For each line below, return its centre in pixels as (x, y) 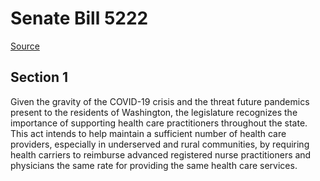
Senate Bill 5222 (79, 18)
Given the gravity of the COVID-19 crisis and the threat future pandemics (160, 101)
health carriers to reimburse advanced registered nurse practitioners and (161, 154)
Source (25, 46)
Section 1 (39, 77)
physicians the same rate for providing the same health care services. (154, 165)
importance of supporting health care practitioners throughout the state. (159, 123)
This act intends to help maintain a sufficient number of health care (148, 133)
